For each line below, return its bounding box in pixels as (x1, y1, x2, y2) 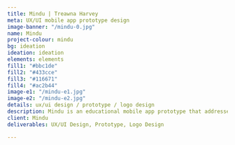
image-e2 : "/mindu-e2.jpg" (7, 95, 86, 102)
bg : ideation (7, 43, 45, 50)
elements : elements (7, 56, 64, 63)
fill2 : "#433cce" (7, 69, 58, 76)
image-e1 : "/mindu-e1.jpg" (7, 88, 86, 95)
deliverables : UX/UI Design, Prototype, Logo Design (7, 120, 164, 128)
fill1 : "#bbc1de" (7, 62, 58, 69)
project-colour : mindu (7, 36, 73, 43)
